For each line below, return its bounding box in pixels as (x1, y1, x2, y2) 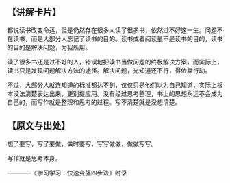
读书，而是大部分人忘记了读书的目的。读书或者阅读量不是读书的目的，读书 (12, 34, 223, 42)
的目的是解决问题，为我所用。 (7, 43, 91, 51)
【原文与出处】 (7, 120, 71, 132)
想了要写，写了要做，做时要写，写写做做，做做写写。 (7, 139, 157, 147)
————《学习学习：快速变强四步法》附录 (7, 169, 127, 177)
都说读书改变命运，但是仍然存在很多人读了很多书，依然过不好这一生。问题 (7, 26, 217, 34)
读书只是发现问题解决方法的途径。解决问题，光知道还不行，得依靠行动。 (7, 66, 211, 74)
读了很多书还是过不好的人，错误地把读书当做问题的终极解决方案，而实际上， (7, 58, 223, 66)
